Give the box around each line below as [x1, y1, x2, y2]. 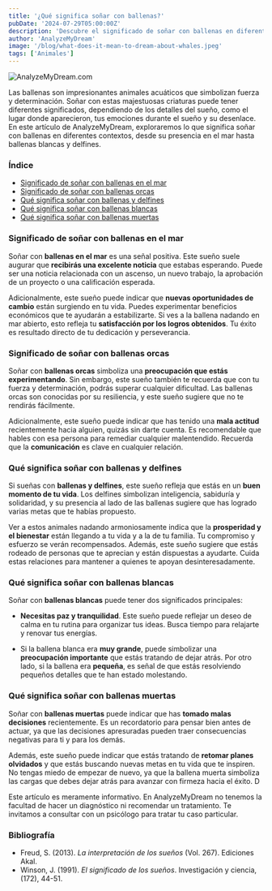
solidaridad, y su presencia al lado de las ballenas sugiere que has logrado [8, 498, 257, 508]
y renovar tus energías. [19, 628, 98, 638]
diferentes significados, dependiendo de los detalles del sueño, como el [8, 105, 249, 114]
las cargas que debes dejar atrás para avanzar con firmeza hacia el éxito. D [8, 776, 261, 786]
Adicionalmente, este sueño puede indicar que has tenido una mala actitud [8, 415, 260, 426]
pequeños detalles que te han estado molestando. [19, 670, 188, 680]
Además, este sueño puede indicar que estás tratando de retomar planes [8, 750, 254, 760]
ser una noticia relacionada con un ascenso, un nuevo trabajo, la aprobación [8, 269, 263, 278]
